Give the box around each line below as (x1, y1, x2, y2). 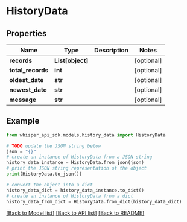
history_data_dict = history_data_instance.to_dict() (6, 187, 145, 194)
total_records (9, 66, 49, 74)
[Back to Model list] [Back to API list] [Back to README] (6, 209, 145, 217)
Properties (6, 28, 47, 39)
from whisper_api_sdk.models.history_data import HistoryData (6, 132, 166, 138)
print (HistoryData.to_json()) (6, 171, 83, 177)
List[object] (54, 56, 89, 65)
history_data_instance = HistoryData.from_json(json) (6, 160, 145, 166)
